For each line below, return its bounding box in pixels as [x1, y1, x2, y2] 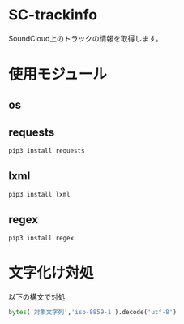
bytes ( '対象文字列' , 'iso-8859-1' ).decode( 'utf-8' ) [8, 308, 177, 316]
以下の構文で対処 [8, 292, 66, 301]
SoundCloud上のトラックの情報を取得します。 [8, 33, 163, 43]
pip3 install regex [8, 234, 75, 242]
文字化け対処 [8, 264, 95, 282]
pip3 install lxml [8, 191, 71, 199]
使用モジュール [8, 65, 108, 84]
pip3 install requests [8, 147, 85, 155]
